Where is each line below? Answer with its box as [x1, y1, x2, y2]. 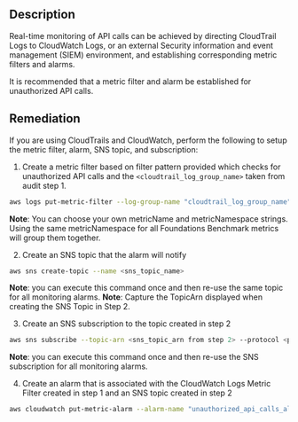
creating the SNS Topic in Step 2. [9, 301, 130, 312]
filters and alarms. [9, 59, 75, 69]
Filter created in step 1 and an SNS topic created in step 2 [21, 387, 232, 398]
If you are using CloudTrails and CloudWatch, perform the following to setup [9, 135, 287, 145]
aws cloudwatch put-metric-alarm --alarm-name [9, 405, 184, 414]
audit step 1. [21, 180, 67, 191]
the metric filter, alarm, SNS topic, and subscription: [9, 144, 199, 154]
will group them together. [9, 232, 101, 243]
